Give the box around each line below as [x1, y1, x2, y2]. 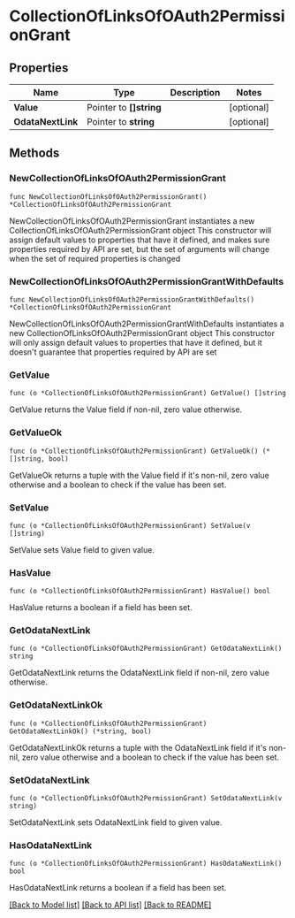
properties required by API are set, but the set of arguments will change [9, 243, 270, 254]
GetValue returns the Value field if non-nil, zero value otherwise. [9, 404, 243, 415]
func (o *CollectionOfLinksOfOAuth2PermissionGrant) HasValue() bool [9, 586, 271, 596]
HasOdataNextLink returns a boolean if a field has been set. [9, 883, 227, 893]
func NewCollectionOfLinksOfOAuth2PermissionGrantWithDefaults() [9, 295, 254, 304]
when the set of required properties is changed [9, 253, 181, 264]
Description [170, 87, 221, 98]
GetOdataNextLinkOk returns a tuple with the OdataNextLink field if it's [9, 742, 268, 753]
